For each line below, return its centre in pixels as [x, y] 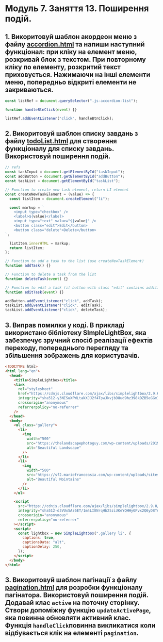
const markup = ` [27, 207]
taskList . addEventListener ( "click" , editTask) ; [54, 305]
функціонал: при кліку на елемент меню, [71, 52]
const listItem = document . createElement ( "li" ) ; [59, 199]
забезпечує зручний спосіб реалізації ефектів [79, 340]
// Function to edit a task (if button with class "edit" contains [75, 288]
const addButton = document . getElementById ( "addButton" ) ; [65, 177]
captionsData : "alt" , [44, 542]
